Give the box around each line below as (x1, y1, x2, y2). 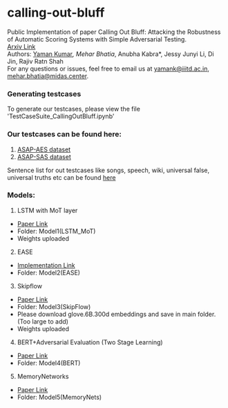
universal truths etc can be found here (7, 173, 116, 181)
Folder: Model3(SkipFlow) (17, 302, 91, 310)
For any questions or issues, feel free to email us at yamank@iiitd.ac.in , (7, 64, 209, 73)
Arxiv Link (7, 42, 36, 50)
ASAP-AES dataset (17, 145, 71, 154)
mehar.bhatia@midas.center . (7, 71, 89, 80)
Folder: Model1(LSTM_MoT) (17, 227, 96, 235)
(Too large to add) (17, 317, 69, 326)
